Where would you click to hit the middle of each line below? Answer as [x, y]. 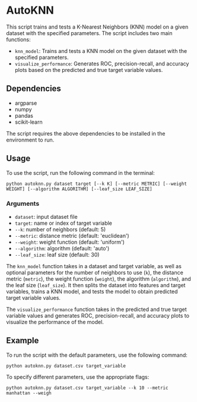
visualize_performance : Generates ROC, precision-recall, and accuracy [102, 64]
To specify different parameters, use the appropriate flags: [78, 377]
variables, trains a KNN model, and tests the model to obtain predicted [92, 291]
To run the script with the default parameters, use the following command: [97, 355]
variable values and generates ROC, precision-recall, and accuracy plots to [98, 315]
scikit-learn [28, 122]
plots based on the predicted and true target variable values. [89, 70]
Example [23, 340]
